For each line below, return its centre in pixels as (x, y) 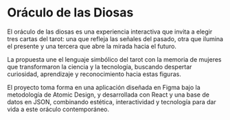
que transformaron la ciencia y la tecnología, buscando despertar (100, 67)
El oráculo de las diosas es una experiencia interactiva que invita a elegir (110, 32)
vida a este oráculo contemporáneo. (58, 109)
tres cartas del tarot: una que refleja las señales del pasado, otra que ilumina (115, 38)
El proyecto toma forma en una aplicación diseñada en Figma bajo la (104, 87)
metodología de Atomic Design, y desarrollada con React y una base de (108, 95)
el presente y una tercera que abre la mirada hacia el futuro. (92, 46)
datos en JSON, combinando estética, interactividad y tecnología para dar (112, 101)
